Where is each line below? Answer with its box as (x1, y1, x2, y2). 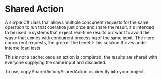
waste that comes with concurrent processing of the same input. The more (5, 35, 155, 40)
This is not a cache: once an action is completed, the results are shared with (5, 54, 158, 60)
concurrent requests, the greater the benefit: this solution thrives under (5, 39, 147, 45)
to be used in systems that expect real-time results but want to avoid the (5, 29, 150, 35)
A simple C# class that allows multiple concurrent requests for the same (5, 19, 149, 25)
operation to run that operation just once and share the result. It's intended (5, 24, 154, 30)
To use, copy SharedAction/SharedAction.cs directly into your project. (5, 68, 145, 74)
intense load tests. (5, 45, 42, 51)
